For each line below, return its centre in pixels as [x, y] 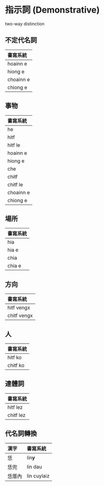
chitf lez [16, 415]
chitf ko [16, 365]
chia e [15, 266]
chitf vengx [20, 315]
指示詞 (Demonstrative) [52, 10]
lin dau [34, 467]
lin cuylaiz [38, 476]
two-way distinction [25, 24]
